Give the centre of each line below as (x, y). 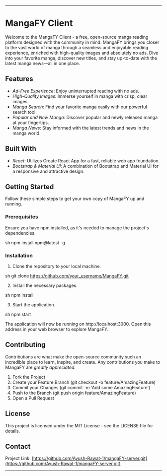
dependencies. (20, 233)
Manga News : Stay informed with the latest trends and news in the (81, 128)
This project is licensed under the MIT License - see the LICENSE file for (79, 425)
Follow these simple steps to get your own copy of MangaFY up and (75, 199)
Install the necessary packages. (45, 285)
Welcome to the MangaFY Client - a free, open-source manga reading (77, 37)
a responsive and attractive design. (48, 171)
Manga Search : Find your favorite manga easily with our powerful (80, 107)
